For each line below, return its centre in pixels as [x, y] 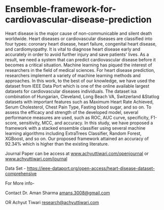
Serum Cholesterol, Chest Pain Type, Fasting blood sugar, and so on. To [78, 107]
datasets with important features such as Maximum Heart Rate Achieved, [80, 102]
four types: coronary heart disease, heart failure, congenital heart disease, [81, 44]
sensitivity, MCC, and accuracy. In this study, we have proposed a [86, 123]
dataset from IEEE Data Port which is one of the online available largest [77, 86]
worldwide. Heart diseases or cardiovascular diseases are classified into [79, 39]
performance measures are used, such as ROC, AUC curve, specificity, [77, 117]
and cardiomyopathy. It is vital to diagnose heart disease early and [73, 49]
